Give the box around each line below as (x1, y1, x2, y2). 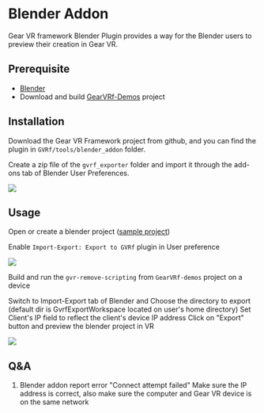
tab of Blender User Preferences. (21, 168, 130, 178)
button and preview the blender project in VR (8, 322, 154, 331)
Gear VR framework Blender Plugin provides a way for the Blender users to (8, 31, 252, 40)
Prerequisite (8, 63, 70, 76)
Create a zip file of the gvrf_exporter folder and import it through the (8, 159, 233, 169)
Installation (8, 115, 65, 128)
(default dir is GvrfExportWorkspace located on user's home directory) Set (8, 304, 251, 314)
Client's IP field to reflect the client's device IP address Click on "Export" (8, 313, 245, 323)
